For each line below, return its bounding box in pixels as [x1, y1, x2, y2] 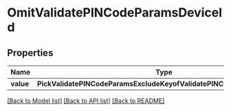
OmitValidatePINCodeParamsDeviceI [7, 5, 222, 21]
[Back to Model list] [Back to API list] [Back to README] [7, 97, 165, 105]
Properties [7, 47, 54, 59]
